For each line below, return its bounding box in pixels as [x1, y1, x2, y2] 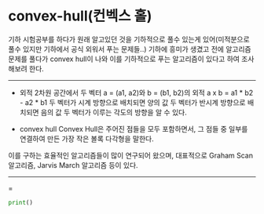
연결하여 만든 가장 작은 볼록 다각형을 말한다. [19, 134, 155, 143]
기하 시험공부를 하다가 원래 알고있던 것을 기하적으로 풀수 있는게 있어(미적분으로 [8, 34, 250, 44]
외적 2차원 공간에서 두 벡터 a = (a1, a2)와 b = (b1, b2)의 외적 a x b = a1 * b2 [19, 88, 254, 97]
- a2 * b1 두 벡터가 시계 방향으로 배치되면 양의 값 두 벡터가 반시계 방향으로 [19, 97, 246, 107]
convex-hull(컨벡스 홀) [8, 7, 152, 25]
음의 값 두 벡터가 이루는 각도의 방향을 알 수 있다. [40, 107, 187, 117]
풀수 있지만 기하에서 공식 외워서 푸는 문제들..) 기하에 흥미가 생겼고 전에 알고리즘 [8, 44, 251, 53]
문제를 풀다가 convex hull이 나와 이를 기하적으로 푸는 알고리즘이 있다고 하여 [8, 54, 240, 63]
